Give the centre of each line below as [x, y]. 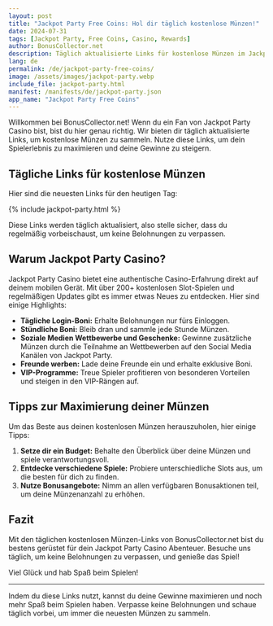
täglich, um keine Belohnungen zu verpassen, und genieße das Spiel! [124, 556]
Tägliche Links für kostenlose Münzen [107, 174]
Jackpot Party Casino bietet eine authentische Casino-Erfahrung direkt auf [133, 278]
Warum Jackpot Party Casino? [87, 259]
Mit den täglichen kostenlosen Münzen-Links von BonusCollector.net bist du [136, 539]
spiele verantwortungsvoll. [65, 459]
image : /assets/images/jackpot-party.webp [81, 77]
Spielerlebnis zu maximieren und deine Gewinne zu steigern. [110, 148]
